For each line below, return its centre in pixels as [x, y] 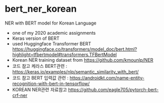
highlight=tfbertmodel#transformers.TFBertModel [64, 55]
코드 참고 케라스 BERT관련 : [40, 66]
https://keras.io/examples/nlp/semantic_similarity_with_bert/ [75, 71]
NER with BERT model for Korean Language [51, 23]
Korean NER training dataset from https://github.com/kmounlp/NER [83, 60]
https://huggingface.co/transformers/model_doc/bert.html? [75, 49]
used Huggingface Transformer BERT [52, 43]
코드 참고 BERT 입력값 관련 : [40, 78]
